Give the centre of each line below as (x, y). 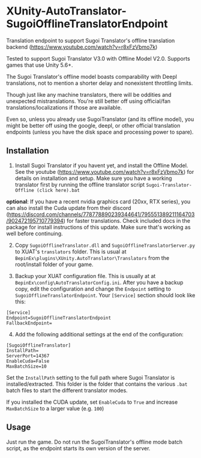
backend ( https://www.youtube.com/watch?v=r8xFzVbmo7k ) (82, 47)
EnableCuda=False (28, 361)
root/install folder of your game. (54, 264)
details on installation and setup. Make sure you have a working (93, 178)
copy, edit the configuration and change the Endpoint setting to (93, 289)
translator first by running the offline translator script (80, 184)
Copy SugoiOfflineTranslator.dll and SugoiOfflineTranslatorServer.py (105, 245)
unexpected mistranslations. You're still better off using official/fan (88, 101)
